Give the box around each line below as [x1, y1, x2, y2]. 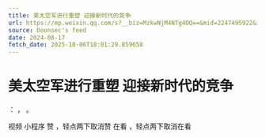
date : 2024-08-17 [8, 33, 66, 42]
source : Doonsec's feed [8, 26, 87, 34]
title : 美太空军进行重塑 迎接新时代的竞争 [8, 11, 131, 20]
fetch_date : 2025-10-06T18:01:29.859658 [8, 41, 144, 49]
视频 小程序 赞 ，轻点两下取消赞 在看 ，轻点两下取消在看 [8, 121, 192, 131]
